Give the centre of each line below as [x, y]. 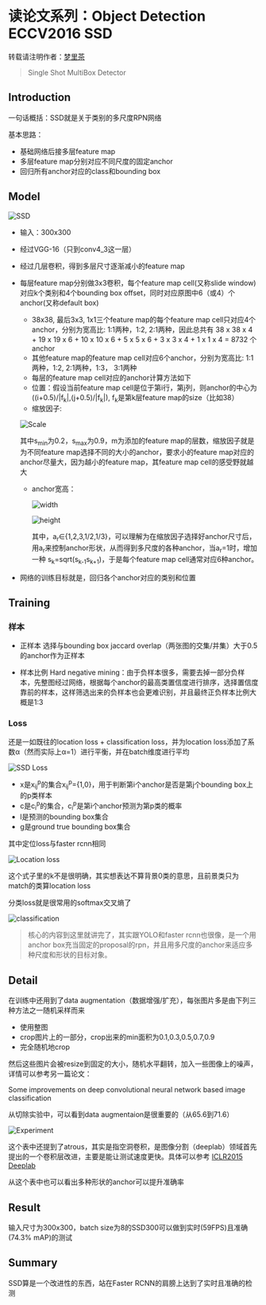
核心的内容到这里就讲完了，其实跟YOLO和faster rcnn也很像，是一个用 [142, 935]
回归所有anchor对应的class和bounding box [90, 171]
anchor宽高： [54, 489]
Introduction [40, 97]
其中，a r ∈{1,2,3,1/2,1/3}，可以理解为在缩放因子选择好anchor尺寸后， [144, 537]
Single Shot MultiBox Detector [77, 72]
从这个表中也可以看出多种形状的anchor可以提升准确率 [96, 1182]
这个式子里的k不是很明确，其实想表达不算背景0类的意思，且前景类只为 [124, 876]
